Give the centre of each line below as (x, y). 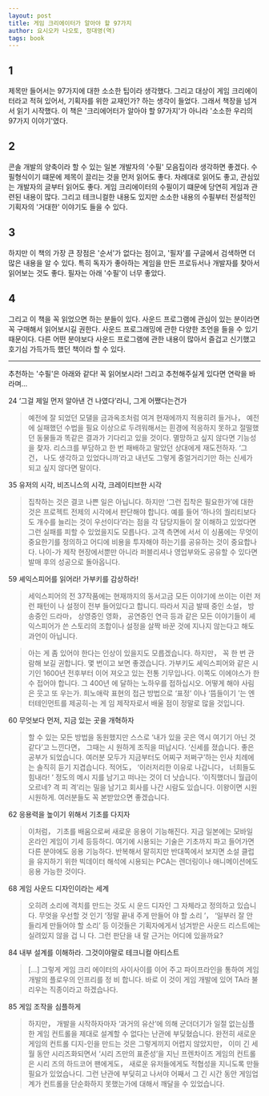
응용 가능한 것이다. (57, 871)
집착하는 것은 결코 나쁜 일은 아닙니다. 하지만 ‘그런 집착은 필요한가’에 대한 (141, 502)
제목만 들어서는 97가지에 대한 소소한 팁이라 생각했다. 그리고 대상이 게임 (119, 91)
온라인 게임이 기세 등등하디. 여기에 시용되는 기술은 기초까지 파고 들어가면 (141, 841)
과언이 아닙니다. (52, 636)
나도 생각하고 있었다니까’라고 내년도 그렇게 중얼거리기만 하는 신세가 (149, 457)
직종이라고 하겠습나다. (84, 989)
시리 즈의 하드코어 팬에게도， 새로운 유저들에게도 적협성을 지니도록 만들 (148, 1063)
